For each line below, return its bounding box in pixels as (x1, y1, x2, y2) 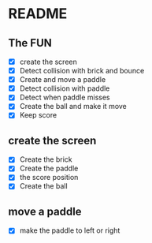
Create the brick (19, 155, 72, 164)
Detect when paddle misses (19, 92, 110, 103)
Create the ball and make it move (19, 102, 128, 111)
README (8, 5, 68, 23)
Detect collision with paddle (19, 84, 110, 93)
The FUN (8, 36, 53, 50)
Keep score (19, 110, 57, 120)
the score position (19, 173, 79, 182)
